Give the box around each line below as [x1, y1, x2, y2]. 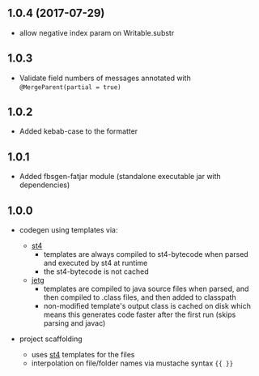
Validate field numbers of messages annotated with [19, 73, 191, 83]
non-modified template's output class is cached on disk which [43, 301, 252, 311]
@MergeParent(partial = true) [19, 83, 122, 92]
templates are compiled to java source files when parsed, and [43, 284, 249, 294]
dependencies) [19, 180, 70, 190]
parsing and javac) [43, 318, 106, 328]
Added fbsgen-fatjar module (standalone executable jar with [19, 172, 222, 182]
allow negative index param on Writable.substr [19, 28, 175, 37]
